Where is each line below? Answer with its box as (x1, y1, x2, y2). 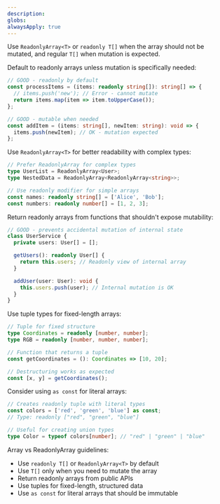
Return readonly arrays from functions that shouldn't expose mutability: (7, 213, 214, 221)
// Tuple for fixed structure (7, 323, 96, 330)
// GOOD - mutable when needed (7, 115, 99, 122)
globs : (7, 17, 27, 24)
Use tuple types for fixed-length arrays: (7, 309, 121, 318)
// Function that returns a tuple (7, 349, 109, 356)
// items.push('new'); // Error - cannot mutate (13, 90, 158, 97)
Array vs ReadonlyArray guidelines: (7, 445, 109, 454)
